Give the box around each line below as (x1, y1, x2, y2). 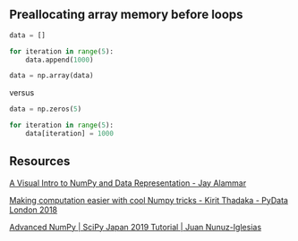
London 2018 (9, 204, 58, 215)
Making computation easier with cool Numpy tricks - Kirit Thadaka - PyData (9, 195, 289, 205)
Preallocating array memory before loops (9, 7, 243, 22)
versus (9, 87, 35, 98)
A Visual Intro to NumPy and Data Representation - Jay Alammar (9, 178, 247, 188)
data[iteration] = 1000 (25, 129, 115, 138)
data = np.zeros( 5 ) (9, 104, 82, 114)
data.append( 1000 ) (25, 55, 94, 64)
